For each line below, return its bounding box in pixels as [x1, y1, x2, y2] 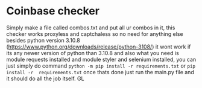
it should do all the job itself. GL [6, 75, 84, 82]
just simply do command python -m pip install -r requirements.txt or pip [6, 62, 196, 69]
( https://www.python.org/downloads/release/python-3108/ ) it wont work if [6, 43, 191, 50]
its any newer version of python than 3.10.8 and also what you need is [6, 49, 179, 56]
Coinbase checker [6, 4, 99, 18]
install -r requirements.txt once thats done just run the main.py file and [6, 68, 194, 75]
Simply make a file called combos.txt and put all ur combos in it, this [6, 24, 175, 31]
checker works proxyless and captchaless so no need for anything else [6, 30, 183, 37]
